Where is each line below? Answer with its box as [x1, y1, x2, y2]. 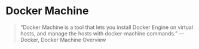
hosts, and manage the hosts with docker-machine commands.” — [20, 30, 185, 37]
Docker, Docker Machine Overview [20, 36, 106, 43]
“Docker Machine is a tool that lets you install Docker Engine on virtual [20, 24, 194, 31]
